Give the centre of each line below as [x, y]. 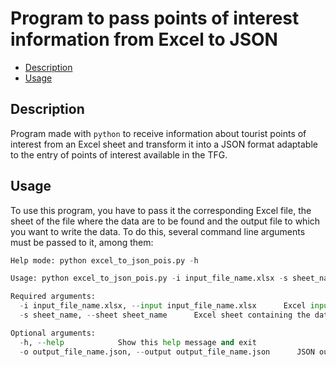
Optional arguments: [53, 333]
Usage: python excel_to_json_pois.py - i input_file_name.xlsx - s [149, 278]
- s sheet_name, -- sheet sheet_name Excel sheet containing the [165, 315]
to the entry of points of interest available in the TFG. [119, 154]
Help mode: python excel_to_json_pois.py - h [104, 260]
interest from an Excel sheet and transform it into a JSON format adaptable [164, 144]
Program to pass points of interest [155, 18]
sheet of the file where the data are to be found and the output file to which [165, 221]
